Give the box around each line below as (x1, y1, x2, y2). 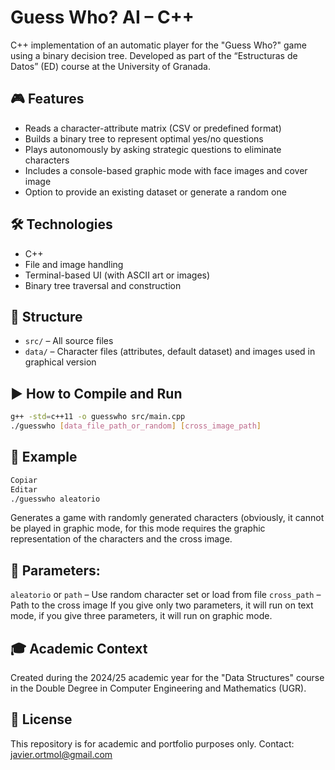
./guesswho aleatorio (10, 494, 101, 504)
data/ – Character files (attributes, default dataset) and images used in (24, 346, 316, 358)
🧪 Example (10, 449, 78, 466)
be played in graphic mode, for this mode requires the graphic (10, 522, 266, 535)
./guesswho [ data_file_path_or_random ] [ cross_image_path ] (10, 421, 262, 431)
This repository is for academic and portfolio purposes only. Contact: (10, 737, 295, 750)
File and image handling (24, 258, 124, 270)
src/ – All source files (24, 335, 114, 347)
